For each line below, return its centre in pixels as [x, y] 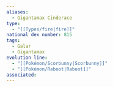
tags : [13, 40]
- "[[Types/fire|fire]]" [43, 29]
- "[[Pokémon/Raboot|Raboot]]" [52, 69]
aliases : [17, 12]
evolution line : [27, 58]
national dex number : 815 [39, 35]
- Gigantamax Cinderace [42, 18]
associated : [21, 75]
